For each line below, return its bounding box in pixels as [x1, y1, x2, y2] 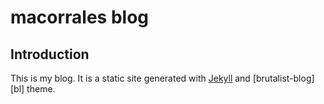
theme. [26, 83, 56, 95]
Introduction [10, 46, 90, 63]
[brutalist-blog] [252, 72, 315, 84]
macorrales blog [10, 6, 150, 29]
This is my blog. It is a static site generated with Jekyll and [10, 72, 251, 84]
